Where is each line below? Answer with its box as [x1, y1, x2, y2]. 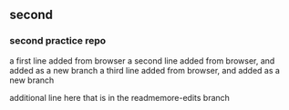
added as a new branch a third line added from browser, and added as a [9, 65, 281, 75]
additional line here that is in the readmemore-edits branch [9, 92, 231, 103]
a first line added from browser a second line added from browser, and [9, 55, 275, 66]
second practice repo [9, 35, 107, 47]
